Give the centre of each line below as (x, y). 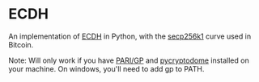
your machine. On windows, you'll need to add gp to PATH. (106, 68)
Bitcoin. (21, 44)
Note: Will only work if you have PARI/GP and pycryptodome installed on (129, 60)
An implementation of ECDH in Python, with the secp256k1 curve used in (130, 36)
